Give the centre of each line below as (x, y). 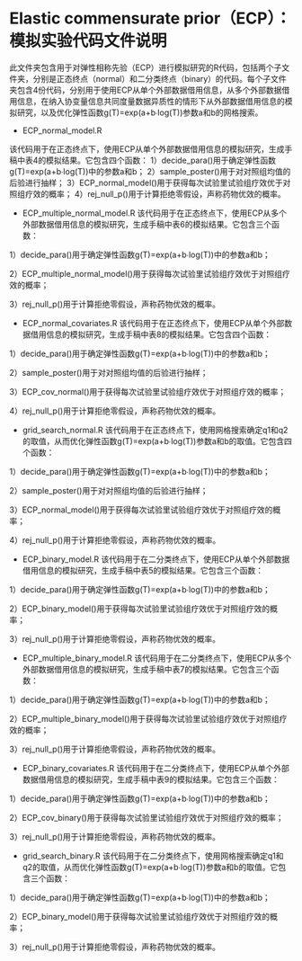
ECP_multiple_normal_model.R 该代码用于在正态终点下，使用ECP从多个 (155, 213)
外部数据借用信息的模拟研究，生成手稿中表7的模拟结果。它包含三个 (147, 669)
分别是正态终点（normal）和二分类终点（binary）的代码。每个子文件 (160, 78)
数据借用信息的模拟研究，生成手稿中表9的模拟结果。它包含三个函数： (151, 779)
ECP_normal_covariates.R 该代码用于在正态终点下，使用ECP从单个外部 (153, 323)
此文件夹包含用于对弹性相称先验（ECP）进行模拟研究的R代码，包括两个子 (146, 67)
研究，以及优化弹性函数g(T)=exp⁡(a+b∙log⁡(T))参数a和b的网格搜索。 (140, 112)
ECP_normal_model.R (62, 130)
